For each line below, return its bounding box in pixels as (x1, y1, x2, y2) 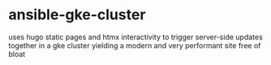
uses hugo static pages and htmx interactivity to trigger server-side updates (8, 32, 264, 42)
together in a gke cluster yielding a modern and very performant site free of (8, 40, 261, 50)
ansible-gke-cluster (8, 6, 146, 24)
